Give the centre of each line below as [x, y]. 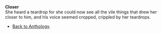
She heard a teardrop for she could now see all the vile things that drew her [81, 12]
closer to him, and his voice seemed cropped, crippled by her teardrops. [78, 17]
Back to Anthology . [31, 26]
